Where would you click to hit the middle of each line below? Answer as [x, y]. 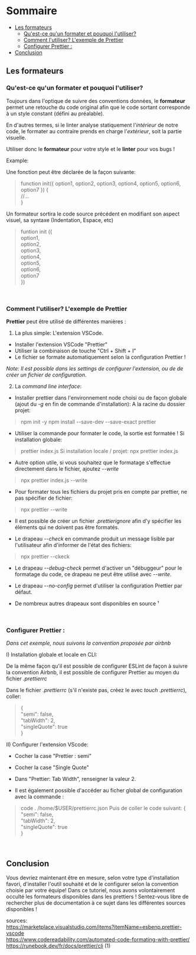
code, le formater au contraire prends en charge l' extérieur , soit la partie [94, 131]
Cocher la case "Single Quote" [52, 767]
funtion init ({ [36, 231]
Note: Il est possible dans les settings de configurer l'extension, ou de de [95, 368]
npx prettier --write [44, 509]
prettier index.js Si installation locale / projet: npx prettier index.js [99, 451]
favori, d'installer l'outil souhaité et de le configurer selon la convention [92, 884]
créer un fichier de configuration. [46, 375]
